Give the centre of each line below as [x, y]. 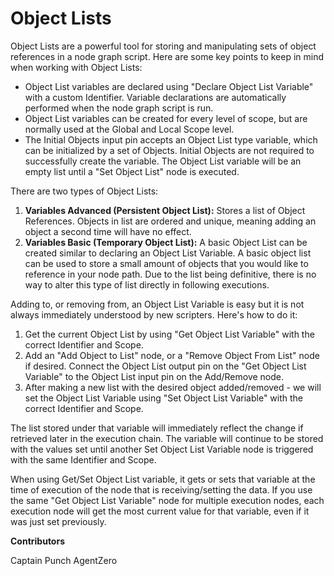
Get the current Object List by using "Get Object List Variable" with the [169, 334]
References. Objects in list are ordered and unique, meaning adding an [170, 221]
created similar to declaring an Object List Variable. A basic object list [168, 253]
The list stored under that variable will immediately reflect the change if [157, 428]
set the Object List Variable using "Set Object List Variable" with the [164, 398]
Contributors [38, 541]
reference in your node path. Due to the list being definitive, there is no [170, 274]
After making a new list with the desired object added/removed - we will [173, 387]
